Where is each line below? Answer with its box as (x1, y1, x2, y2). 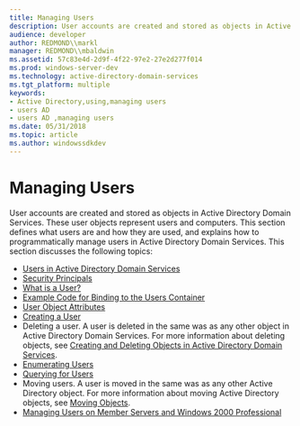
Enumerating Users (22, 358, 94, 369)
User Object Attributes (22, 301, 106, 312)
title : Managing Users (9, 13, 94, 23)
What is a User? (22, 282, 82, 293)
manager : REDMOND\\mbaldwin (9, 47, 115, 56)
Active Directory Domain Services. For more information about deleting (22, 330, 286, 340)
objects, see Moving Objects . (22, 397, 131, 408)
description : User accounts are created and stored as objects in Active (9, 22, 292, 31)
